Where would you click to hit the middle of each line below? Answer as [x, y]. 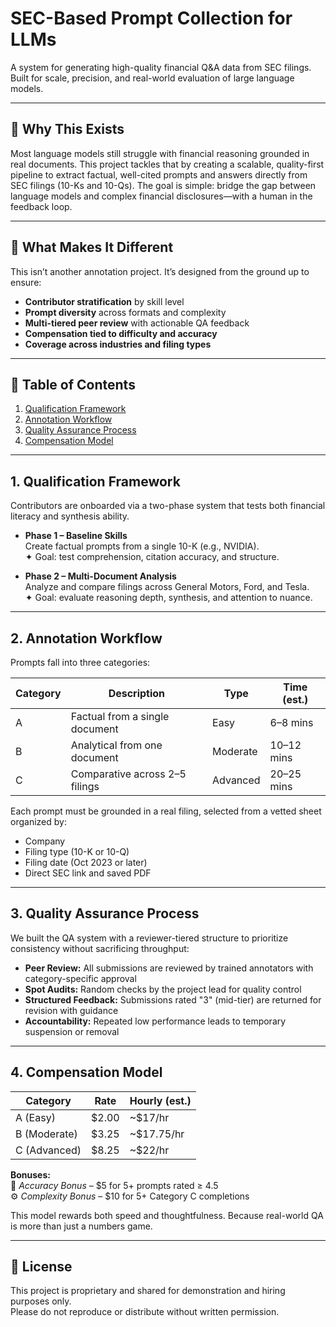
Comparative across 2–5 [128, 774]
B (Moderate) [46, 1134]
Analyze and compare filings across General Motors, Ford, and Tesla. [167, 587]
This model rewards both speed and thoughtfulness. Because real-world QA [167, 1215]
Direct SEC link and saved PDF [88, 873]
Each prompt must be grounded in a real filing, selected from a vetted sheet [166, 811]
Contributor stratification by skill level [104, 301]
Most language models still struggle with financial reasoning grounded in [160, 153]
